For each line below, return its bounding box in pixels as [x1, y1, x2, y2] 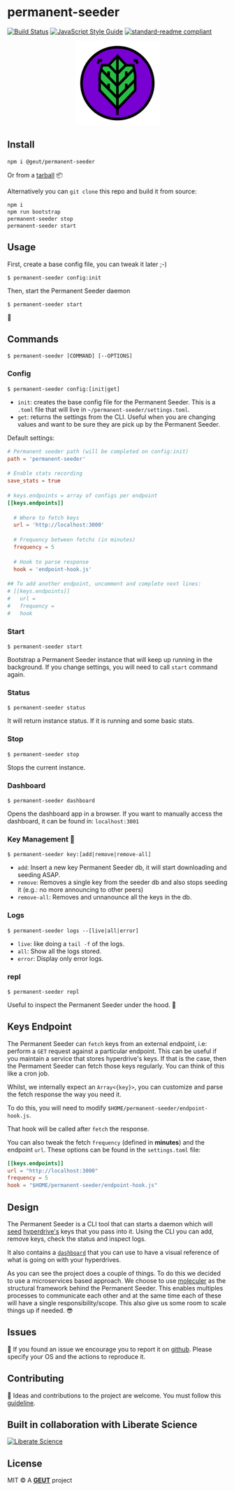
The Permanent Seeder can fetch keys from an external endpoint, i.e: [7, 1039, 207, 1048]
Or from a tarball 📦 [7, 170, 64, 179]
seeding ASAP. [17, 871, 61, 879]
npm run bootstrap [7, 208, 61, 215]
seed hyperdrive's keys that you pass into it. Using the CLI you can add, [7, 1227, 214, 1235]
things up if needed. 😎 [7, 1307, 73, 1314]
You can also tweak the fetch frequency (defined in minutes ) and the [7, 1138, 205, 1146]
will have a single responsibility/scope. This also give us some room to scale [7, 1299, 227, 1307]
